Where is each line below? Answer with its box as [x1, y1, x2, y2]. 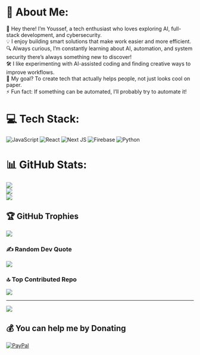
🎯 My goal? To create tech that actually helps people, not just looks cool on [6, 74, 190, 82]
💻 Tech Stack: [6, 113, 80, 126]
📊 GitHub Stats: [6, 158, 87, 172]
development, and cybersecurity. [20, 31, 102, 38]
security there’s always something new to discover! [6, 53, 132, 60]
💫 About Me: [6, 5, 69, 19]
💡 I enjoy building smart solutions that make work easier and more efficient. [6, 38, 192, 45]
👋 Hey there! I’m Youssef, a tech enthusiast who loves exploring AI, [6, 25, 170, 32]
